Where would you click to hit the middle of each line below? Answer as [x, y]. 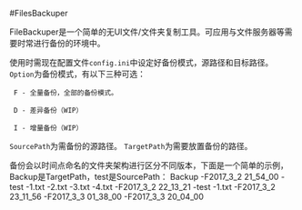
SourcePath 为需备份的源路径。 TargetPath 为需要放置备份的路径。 [131, 146]
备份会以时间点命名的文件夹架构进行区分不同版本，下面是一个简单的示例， [149, 165]
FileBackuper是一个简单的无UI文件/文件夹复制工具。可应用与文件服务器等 [147, 32]
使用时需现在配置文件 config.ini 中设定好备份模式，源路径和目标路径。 [141, 62]
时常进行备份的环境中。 [61, 43]
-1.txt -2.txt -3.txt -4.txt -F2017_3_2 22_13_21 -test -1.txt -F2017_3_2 [151, 187]
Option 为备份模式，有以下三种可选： [77, 74]
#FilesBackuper [39, 13]
